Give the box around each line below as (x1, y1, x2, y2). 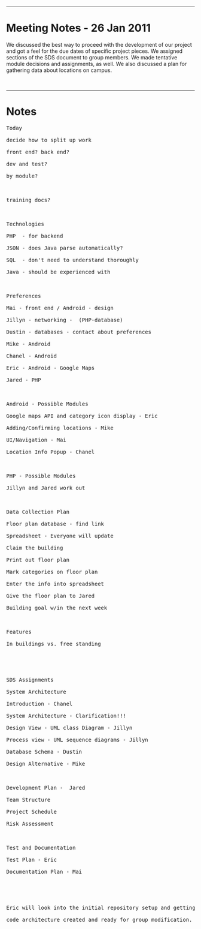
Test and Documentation (6, 844, 76, 851)
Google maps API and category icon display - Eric (6, 412, 158, 419)
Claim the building (6, 544, 63, 551)
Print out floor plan (6, 556, 70, 563)
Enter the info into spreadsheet (6, 580, 105, 587)
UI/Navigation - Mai (6, 436, 67, 443)
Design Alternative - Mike (6, 760, 86, 767)
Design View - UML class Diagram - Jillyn (6, 724, 133, 731)
